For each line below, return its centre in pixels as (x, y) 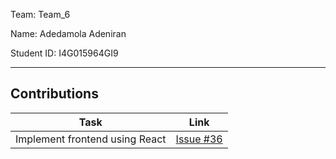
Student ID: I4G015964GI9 (64, 53)
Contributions (54, 94)
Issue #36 (199, 139)
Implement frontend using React (91, 139)
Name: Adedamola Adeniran (68, 33)
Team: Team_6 (40, 14)
